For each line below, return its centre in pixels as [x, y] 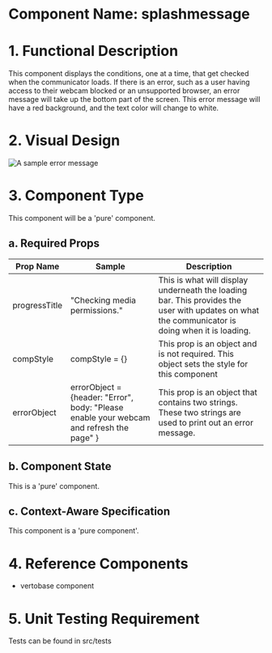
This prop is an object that [208, 392]
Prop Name [38, 266]
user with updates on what [209, 310]
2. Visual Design [64, 140]
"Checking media [103, 300]
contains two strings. [198, 402]
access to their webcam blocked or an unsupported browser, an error [124, 91]
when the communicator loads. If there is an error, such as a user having [129, 83]
